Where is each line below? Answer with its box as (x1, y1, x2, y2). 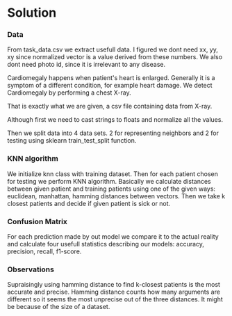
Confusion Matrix (7, 216, 68, 226)
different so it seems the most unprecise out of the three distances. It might (7, 295, 224, 303)
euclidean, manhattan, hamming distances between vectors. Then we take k (7, 191, 226, 200)
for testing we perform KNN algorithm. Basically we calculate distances (7, 177, 211, 185)
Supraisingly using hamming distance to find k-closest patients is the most (7, 281, 221, 289)
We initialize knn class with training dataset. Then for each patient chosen (7, 169, 219, 178)
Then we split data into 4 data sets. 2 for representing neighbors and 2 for (7, 129, 219, 137)
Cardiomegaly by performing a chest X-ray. (7, 88, 131, 97)
